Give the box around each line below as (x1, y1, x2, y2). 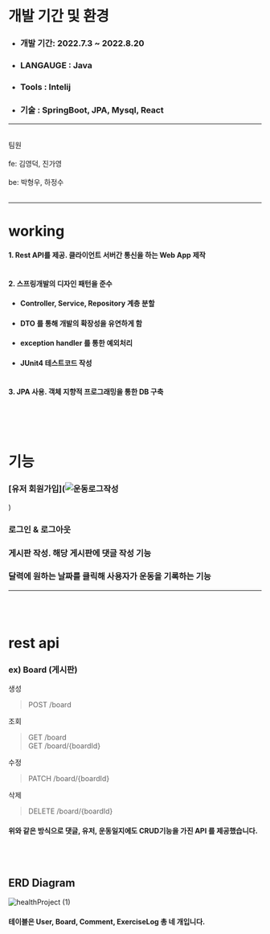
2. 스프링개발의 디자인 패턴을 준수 (8, 278, 112, 289)
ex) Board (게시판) (8, 664, 78, 675)
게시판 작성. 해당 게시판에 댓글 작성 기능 (8, 547, 152, 559)
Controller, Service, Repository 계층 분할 (19, 298, 155, 309)
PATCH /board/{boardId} (27, 774, 110, 784)
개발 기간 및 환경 (8, 7, 110, 26)
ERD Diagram (8, 876, 76, 890)
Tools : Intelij (19, 81, 71, 92)
